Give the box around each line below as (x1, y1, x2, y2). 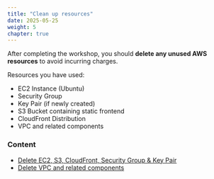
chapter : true (7, 30, 50, 37)
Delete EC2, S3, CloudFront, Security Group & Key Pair (17, 156, 177, 164)
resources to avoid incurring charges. (7, 57, 118, 66)
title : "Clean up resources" (7, 10, 94, 18)
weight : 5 (7, 23, 37, 30)
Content (7, 139, 37, 149)
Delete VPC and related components (17, 163, 125, 172)
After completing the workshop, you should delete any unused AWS (7, 50, 208, 58)
